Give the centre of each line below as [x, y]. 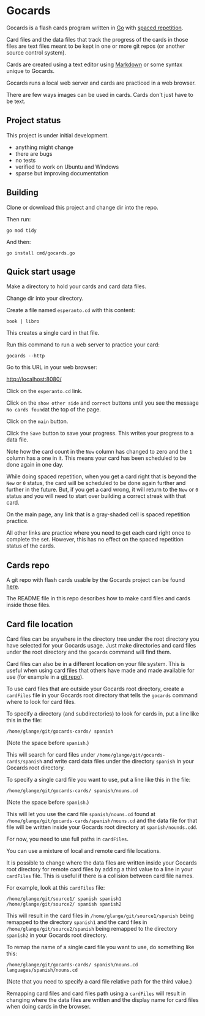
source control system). [36, 52]
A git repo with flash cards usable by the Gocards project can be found [96, 580]
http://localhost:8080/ [34, 379]
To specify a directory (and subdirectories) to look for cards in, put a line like [103, 714]
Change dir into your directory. [45, 299]
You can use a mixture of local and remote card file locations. [84, 851]
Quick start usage [41, 271]
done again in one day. [35, 465]
